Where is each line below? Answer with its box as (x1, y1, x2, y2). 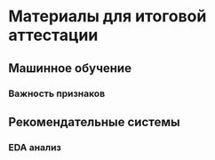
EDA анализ (8, 140, 61, 153)
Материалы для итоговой (8, 6, 207, 27)
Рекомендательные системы (8, 114, 181, 130)
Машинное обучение (8, 60, 132, 76)
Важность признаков (8, 87, 106, 100)
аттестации (8, 25, 99, 45)
